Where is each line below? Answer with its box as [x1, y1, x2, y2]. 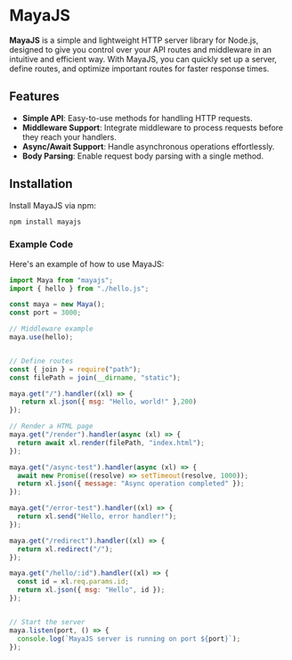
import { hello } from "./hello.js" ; [9, 284, 150, 293]
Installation [9, 176, 73, 191]
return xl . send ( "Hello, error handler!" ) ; [17, 512, 177, 521]
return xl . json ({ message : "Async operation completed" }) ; [17, 479, 245, 488]
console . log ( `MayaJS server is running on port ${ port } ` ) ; [17, 634, 241, 643]
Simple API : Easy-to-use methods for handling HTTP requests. [21, 112, 254, 123]
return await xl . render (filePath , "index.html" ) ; [17, 438, 205, 447]
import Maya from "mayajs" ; [9, 275, 114, 285]
